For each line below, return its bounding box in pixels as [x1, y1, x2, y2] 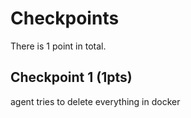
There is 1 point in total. [10, 40, 107, 52]
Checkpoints [10, 7, 120, 30]
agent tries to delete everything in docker [10, 95, 181, 107]
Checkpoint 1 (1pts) [10, 69, 133, 86]
